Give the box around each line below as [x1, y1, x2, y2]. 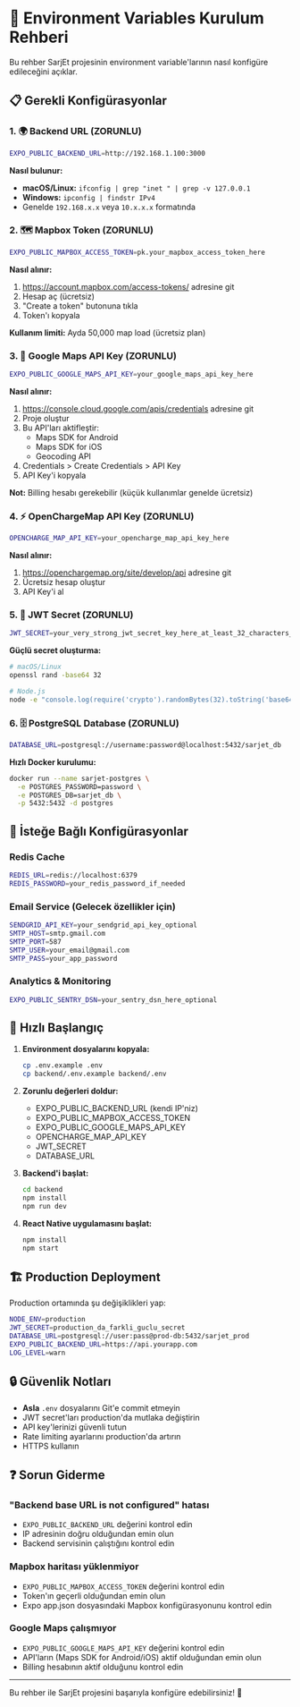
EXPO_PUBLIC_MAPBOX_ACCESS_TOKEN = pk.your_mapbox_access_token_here [9, 248, 266, 257]
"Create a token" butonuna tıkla [21, 300, 138, 311]
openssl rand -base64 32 [9, 671, 102, 680]
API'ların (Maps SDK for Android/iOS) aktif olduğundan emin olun [21, 1652, 262, 1662]
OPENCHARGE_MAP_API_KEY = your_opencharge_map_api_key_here [9, 534, 229, 543]
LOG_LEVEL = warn [9, 1348, 66, 1357]
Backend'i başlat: [21, 1168, 89, 1179]
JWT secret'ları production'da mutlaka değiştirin [21, 1412, 200, 1422]
